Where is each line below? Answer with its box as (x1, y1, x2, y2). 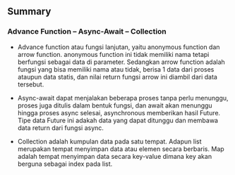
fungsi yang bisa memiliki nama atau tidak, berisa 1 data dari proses (17, 65, 215, 73)
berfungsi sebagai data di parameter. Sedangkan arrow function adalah (17, 58, 226, 66)
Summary (7, 6, 52, 18)
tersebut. (17, 80, 44, 89)
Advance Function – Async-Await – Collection (7, 27, 167, 37)
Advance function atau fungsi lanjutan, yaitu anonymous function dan (17, 42, 220, 51)
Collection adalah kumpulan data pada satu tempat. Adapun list (17, 137, 202, 145)
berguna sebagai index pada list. (17, 160, 113, 168)
